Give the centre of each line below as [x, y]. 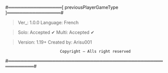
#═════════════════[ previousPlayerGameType [62, 7]
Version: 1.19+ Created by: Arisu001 [55, 42]
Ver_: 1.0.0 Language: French [48, 23]
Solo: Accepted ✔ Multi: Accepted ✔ [56, 32]
